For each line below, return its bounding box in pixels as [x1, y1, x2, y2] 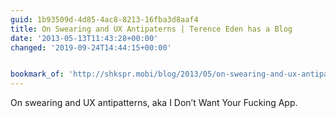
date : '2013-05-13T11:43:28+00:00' [10, 33, 159, 43]
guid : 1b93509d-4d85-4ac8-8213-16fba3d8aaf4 [10, 14, 199, 25]
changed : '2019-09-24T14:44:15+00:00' [10, 42, 172, 53]
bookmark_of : [10, 69, 65, 80]
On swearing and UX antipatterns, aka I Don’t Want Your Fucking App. [10, 97, 298, 109]
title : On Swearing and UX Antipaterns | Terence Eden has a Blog [10, 24, 293, 34]
